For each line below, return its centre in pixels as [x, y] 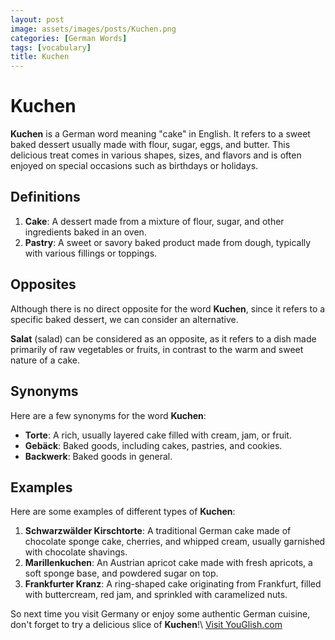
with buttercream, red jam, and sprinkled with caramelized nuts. [156, 595]
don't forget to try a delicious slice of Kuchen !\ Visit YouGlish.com [146, 625]
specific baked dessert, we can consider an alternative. [124, 319]
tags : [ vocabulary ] [51, 47]
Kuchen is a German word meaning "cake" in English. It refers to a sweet [160, 134]
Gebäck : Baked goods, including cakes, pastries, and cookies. [153, 445]
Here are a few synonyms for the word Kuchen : [108, 415]
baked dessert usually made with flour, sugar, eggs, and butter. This [150, 145]
